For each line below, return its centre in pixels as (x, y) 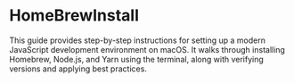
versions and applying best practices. (78, 69)
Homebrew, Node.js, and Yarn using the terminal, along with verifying (137, 59)
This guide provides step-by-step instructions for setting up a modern (137, 40)
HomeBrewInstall (74, 16)
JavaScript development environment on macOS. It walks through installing (147, 49)
